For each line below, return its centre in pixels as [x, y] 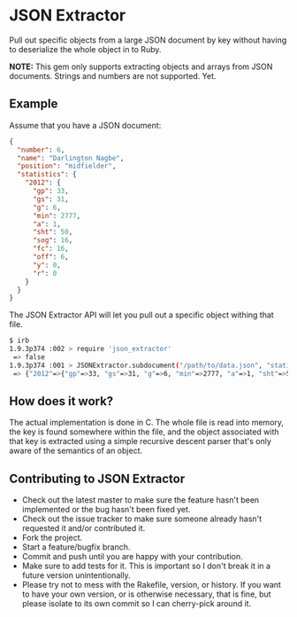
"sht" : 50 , [53, 232]
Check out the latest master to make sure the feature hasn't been [141, 500]
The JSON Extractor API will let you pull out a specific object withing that [141, 315]
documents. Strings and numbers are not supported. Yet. [113, 75]
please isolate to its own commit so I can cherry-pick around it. [137, 604]
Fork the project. [52, 538]
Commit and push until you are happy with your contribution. [132, 557]
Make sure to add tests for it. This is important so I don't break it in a [146, 566]
